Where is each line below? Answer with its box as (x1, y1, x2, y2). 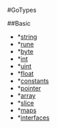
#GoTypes (7, 6, 37, 14)
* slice (17, 99, 35, 107)
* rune (17, 40, 34, 48)
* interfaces (17, 113, 50, 122)
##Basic (7, 19, 31, 27)
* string (17, 33, 38, 41)
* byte (17, 48, 33, 55)
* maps (17, 107, 37, 114)
